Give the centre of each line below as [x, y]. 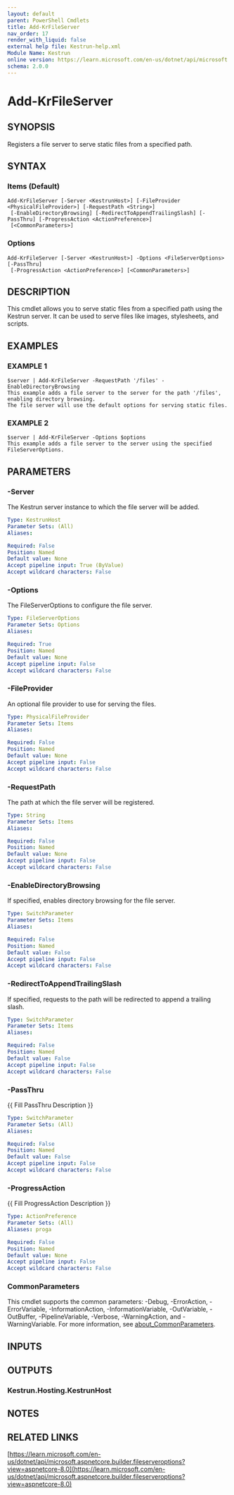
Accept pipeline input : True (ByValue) [66, 566]
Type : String [26, 815]
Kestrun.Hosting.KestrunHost [59, 1391]
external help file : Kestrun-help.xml [64, 47]
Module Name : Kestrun [39, 54]
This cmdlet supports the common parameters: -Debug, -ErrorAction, [108, 1302]
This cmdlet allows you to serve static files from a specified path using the [115, 309]
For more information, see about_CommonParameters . [137, 1324]
